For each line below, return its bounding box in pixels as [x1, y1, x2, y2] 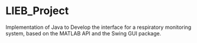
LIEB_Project [5, 4, 69, 18]
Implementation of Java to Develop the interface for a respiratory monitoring [5, 24, 192, 31]
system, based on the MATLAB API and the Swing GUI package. [5, 29, 162, 37]
